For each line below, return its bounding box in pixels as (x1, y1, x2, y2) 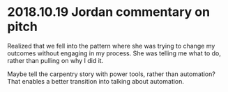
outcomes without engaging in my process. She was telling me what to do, (7, 49, 222, 57)
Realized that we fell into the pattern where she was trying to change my (7, 42, 215, 50)
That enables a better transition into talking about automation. (7, 77, 185, 85)
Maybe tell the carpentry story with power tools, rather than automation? (7, 70, 216, 78)
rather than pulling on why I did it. (7, 56, 104, 64)
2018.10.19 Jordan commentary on (7, 4, 211, 20)
